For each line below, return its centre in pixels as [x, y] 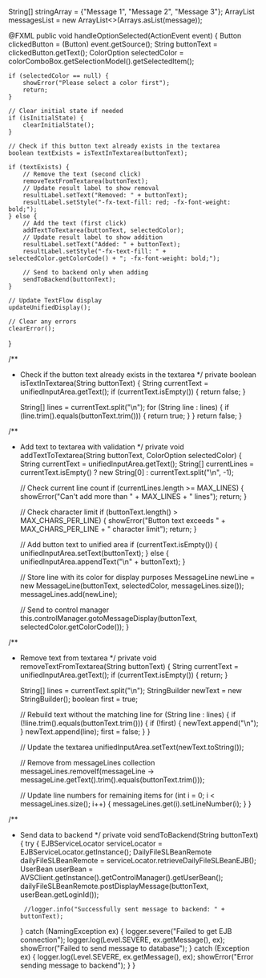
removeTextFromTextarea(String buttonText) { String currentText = [129, 666]
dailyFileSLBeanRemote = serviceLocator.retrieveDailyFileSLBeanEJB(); [138, 860]
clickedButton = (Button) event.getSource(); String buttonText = [113, 44]
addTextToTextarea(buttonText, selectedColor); [103, 230]
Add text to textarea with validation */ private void [102, 447]
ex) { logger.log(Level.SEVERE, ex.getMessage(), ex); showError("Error [137, 957]
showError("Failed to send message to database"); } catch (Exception [135, 948]
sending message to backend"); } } [78, 965]
